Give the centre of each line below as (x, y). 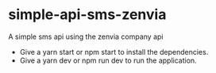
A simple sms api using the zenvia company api (86, 36)
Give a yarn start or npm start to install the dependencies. (114, 52)
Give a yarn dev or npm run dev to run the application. (108, 60)
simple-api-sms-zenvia (87, 15)
